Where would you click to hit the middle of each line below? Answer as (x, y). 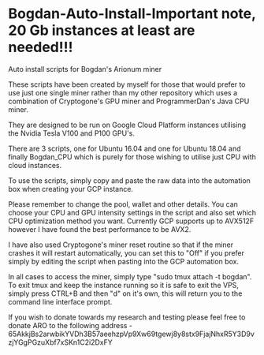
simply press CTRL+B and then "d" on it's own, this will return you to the (125, 293)
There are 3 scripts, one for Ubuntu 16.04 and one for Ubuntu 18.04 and (125, 148)
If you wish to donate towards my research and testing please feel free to (127, 317)
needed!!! (41, 47)
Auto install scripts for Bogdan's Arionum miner (85, 69)
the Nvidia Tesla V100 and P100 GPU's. (72, 133)
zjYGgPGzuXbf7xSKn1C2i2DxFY (60, 342)
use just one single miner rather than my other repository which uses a (123, 92)
